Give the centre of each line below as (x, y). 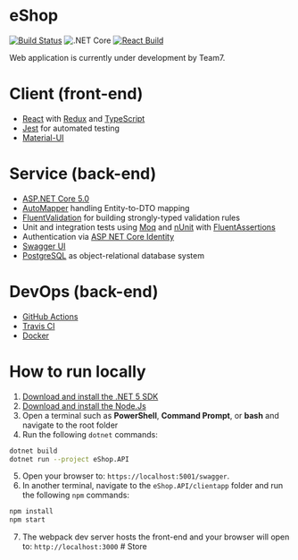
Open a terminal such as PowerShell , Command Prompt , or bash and (150, 415)
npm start (28, 520)
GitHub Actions (50, 316)
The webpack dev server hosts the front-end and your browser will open (156, 537)
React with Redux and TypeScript (83, 118)
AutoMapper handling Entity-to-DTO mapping (106, 208)
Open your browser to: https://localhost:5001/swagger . (126, 476)
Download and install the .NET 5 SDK (90, 396)
